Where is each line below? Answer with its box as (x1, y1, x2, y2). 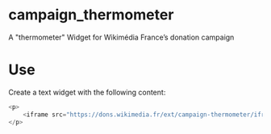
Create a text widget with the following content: (8, 87, 166, 97)
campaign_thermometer (8, 6, 174, 24)
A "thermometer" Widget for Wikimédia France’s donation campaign (8, 32, 235, 42)
